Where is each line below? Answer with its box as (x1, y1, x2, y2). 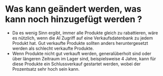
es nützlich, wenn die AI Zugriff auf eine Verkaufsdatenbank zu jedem (12, 35, 153, 41)
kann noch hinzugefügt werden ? (5, 14, 142, 25)
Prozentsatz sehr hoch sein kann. (12, 66, 80, 72)
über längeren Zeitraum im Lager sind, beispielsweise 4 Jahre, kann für (12, 56, 156, 61)
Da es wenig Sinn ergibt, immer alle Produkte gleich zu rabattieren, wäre (12, 30, 158, 36)
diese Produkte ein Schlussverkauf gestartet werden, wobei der (12, 61, 141, 67)
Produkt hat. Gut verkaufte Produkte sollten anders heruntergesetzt (12, 40, 148, 46)
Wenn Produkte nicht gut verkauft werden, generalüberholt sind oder (12, 50, 152, 57)
